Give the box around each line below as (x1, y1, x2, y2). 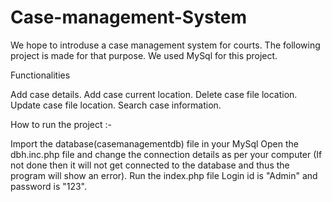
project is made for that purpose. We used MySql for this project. (10, 49, 278, 61)
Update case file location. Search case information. (10, 99, 222, 111)
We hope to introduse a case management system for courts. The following (10, 39, 321, 51)
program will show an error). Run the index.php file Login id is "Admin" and (10, 169, 318, 181)
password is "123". (10, 180, 88, 192)
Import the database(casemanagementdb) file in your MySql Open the (10, 137, 299, 150)
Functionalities (10, 69, 71, 81)
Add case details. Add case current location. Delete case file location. (10, 88, 298, 100)
